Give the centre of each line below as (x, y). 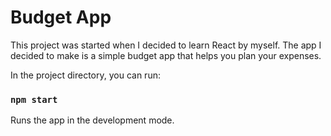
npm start (34, 99)
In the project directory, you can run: (85, 75)
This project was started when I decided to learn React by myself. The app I (166, 45)
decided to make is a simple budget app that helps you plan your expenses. (166, 55)
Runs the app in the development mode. (92, 120)
